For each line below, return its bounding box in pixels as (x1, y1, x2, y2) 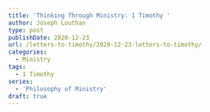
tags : (8, 63, 26, 71)
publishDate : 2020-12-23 (8, 33, 90, 42)
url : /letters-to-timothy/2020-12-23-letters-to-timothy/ (8, 41, 202, 49)
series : (8, 77, 34, 85)
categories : (8, 48, 47, 56)
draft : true (8, 92, 47, 100)
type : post (8, 26, 44, 34)
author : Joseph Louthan (8, 19, 87, 27)
